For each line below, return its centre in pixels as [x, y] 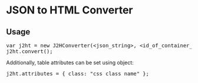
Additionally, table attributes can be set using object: [70, 63]
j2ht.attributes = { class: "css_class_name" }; [77, 74]
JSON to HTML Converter [70, 10]
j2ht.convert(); [29, 51]
